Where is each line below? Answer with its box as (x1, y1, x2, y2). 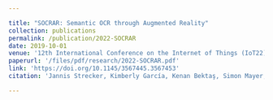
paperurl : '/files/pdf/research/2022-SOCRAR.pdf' (8, 57, 180, 65)
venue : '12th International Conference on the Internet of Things (8, 50, 238, 58)
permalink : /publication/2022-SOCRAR (8, 34, 136, 42)
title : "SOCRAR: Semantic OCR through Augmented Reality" (8, 19, 209, 27)
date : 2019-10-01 (8, 41, 67, 50)
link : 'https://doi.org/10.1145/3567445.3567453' (8, 64, 180, 73)
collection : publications (8, 26, 96, 35)
